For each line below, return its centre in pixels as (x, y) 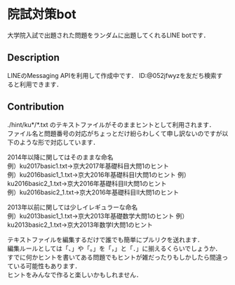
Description (33, 58)
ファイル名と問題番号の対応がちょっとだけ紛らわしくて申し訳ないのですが (115, 133)
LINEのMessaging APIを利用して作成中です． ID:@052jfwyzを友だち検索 (112, 75)
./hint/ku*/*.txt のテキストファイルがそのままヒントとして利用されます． (111, 124)
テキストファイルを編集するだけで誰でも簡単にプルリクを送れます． (106, 239)
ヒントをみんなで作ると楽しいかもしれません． (75, 274)
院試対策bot (42, 14)
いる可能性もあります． (47, 266)
